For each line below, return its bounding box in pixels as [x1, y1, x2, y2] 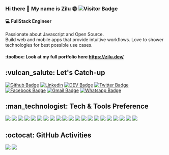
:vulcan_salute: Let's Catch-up [5, 69, 105, 77]
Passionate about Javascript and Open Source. [5, 31, 104, 38]
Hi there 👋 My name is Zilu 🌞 [5, 5, 77, 12]
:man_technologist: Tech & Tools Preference [5, 102, 149, 110]
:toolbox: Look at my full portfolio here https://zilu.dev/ [5, 53, 124, 59]
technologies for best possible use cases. [5, 42, 93, 48]
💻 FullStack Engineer [5, 18, 52, 24]
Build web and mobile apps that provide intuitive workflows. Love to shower [5, 37, 164, 43]
